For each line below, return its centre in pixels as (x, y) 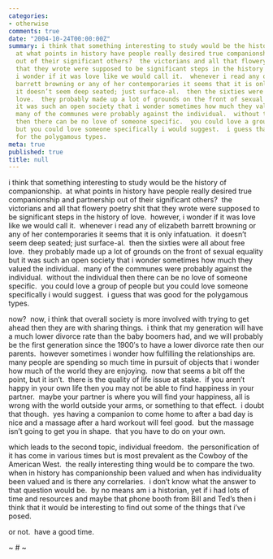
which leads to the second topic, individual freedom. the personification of (134, 447)
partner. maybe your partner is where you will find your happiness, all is (129, 397)
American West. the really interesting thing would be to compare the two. (132, 465)
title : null (28, 159)
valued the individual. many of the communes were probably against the (130, 269)
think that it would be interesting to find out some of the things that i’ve (127, 508)
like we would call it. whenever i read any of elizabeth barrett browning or (132, 226)
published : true (36, 152)
